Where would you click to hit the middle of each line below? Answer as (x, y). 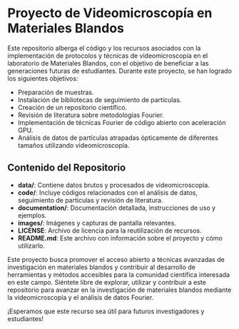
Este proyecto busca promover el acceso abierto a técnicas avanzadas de (116, 259)
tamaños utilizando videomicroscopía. (73, 145)
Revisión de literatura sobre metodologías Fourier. (91, 115)
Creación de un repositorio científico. (72, 107)
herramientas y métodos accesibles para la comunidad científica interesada (119, 274)
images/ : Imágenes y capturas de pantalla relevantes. (97, 223)
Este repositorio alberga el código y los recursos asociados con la (104, 48)
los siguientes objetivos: (43, 78)
